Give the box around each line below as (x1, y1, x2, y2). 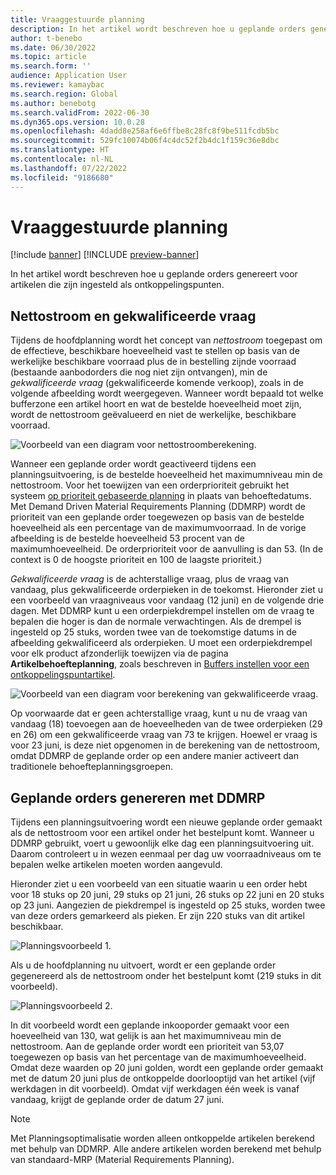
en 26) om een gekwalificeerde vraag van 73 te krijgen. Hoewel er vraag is (10, 729, 318, 741)
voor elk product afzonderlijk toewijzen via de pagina (10, 647, 229, 660)
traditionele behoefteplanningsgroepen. (10, 761, 174, 773)
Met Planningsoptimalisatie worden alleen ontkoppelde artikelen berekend (10, 1132, 315, 1145)
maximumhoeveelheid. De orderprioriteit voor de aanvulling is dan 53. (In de (10, 543, 324, 555)
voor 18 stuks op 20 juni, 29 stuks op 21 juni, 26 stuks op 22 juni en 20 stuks (10, 889, 325, 901)
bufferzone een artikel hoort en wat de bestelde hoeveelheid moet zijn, (10, 398, 302, 410)
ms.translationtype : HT (10, 145, 110, 155)
